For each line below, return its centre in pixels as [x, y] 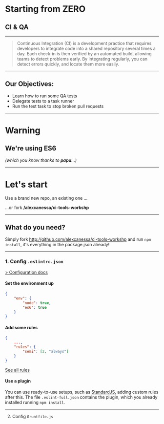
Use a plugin [18, 381]
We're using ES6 [31, 148]
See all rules [18, 370]
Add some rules [21, 327]
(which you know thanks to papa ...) [41, 160]
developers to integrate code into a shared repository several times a [86, 48]
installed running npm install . [35, 402]
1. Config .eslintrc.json [34, 261]
